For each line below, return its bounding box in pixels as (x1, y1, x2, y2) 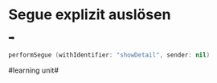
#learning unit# (8, 65, 59, 75)
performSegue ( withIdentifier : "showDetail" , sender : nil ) (8, 50, 211, 59)
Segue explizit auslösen (8, 6, 171, 24)
